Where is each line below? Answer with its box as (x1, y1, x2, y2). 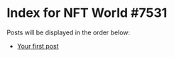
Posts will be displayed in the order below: (6, 28, 131, 37)
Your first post (16, 42, 59, 50)
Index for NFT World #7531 (6, 5, 168, 21)
